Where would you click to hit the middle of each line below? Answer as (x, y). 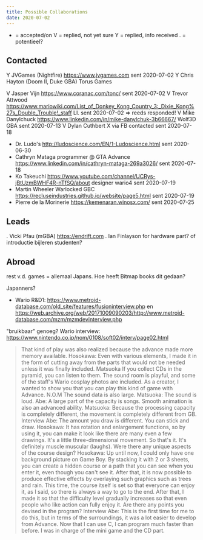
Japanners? (21, 288)
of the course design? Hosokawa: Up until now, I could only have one (107, 453)
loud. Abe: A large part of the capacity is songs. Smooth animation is (107, 401)
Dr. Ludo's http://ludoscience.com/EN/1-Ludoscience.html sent (94, 144)
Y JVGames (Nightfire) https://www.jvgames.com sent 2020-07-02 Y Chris (100, 75)
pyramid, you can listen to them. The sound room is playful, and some (108, 375)
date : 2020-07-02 (28, 18)
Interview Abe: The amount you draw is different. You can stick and (105, 420)
